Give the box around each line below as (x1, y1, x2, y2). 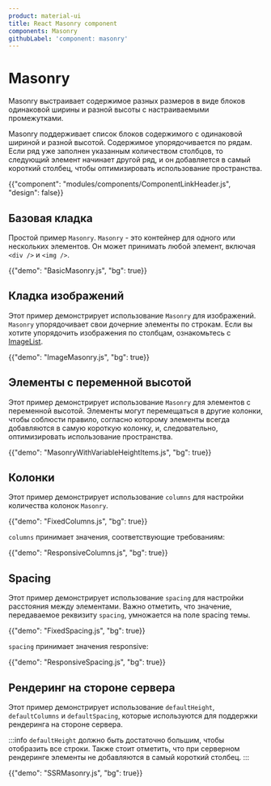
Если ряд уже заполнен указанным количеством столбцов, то (8, 147, 224, 156)
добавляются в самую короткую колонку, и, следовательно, (8, 423, 218, 433)
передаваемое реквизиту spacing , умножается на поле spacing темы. (8, 610, 251, 620)
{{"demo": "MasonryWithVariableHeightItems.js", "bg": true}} (8, 447, 212, 457)
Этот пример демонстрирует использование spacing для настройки (8, 593, 244, 603)
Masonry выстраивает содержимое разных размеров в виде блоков (8, 96, 245, 106)
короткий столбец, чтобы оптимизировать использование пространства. (8, 164, 263, 173)
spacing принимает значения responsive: (8, 642, 149, 651)
